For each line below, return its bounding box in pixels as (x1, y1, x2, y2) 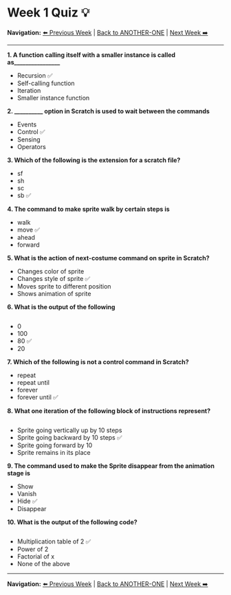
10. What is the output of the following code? (7, 517, 137, 526)
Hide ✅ (16, 497, 38, 505)
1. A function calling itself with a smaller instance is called (7, 50, 176, 59)
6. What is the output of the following (7, 302, 115, 311)
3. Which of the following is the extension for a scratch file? (7, 156, 181, 164)
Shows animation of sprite (16, 289, 91, 297)
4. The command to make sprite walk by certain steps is (7, 205, 170, 213)
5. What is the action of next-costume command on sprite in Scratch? (7, 254, 210, 262)
